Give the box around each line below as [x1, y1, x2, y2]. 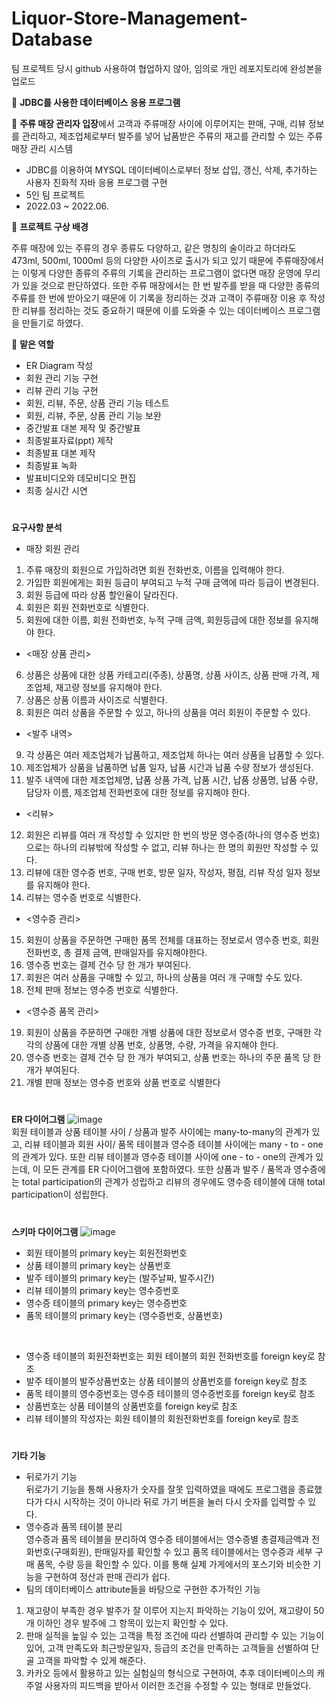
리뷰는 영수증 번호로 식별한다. [25, 892, 142, 904]
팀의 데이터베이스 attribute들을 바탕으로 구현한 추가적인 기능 [25, 1583, 261, 1595]
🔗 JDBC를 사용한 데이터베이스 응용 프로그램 [11, 96, 181, 108]
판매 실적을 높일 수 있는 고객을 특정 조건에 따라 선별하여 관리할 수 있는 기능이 [25, 1629, 325, 1641]
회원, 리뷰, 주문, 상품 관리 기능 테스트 [25, 397, 170, 409]
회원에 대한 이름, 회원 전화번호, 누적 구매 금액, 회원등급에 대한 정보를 [25, 614, 293, 626]
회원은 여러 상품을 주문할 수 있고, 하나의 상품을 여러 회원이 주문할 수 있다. [25, 707, 311, 719]
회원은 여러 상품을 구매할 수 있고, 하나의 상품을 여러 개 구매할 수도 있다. [25, 972, 303, 984]
